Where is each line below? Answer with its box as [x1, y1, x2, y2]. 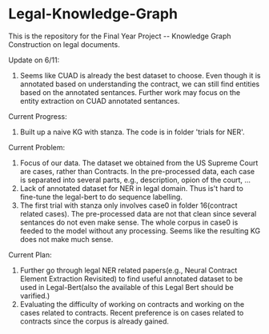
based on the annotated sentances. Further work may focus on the [19, 87, 241, 97]
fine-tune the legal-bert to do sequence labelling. [19, 192, 183, 201]
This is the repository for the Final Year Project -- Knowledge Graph [8, 31, 231, 41]
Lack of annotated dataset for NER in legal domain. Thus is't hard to [19, 183, 244, 193]
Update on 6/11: [8, 55, 60, 65]
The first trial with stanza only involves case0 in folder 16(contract [19, 201, 238, 210]
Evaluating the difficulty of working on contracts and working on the [19, 299, 245, 308]
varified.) [19, 291, 50, 300]
